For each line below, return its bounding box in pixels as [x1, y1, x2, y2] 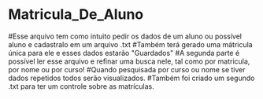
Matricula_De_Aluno [8, 5, 144, 24]
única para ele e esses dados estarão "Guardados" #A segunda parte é [8, 48, 240, 57]
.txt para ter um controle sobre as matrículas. [8, 81, 155, 91]
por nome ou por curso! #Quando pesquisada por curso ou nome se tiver [8, 64, 246, 74]
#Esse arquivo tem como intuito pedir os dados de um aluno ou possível [8, 31, 243, 41]
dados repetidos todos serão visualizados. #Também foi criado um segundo [8, 73, 255, 82]
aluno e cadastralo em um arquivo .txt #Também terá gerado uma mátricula [8, 39, 254, 49]
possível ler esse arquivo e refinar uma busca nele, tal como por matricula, [8, 57, 250, 66]
